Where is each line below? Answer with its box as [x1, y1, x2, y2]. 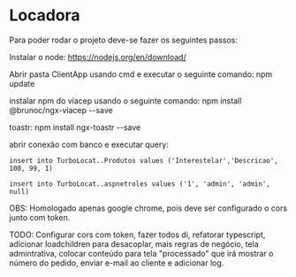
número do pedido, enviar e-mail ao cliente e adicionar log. [9, 258, 224, 268]
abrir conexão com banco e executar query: [9, 139, 170, 150]
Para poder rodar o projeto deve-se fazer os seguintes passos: [9, 35, 239, 45]
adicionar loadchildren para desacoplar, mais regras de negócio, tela [9, 238, 259, 249]
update [9, 78, 35, 88]
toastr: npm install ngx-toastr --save [9, 121, 141, 133]
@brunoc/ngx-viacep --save [9, 104, 113, 115]
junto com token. [9, 212, 71, 222]
